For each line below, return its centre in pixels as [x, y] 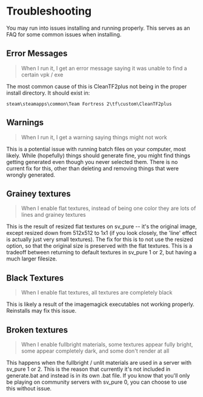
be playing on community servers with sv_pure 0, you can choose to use [97, 382]
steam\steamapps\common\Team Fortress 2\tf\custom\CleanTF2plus [89, 104]
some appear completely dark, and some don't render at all [95, 351]
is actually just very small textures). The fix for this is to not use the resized [100, 239]
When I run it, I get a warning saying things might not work [94, 137]
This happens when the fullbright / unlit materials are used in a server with [99, 363]
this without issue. [29, 389]
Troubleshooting [49, 11]
